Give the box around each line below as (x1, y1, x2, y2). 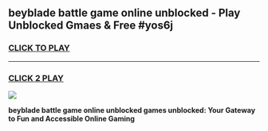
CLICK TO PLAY (8, 43, 70, 54)
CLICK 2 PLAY (8, 72, 64, 83)
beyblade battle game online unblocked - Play (8, 6, 241, 20)
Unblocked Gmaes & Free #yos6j (8, 19, 174, 33)
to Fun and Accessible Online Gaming (8, 114, 136, 123)
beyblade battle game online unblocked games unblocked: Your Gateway (8, 105, 256, 114)
